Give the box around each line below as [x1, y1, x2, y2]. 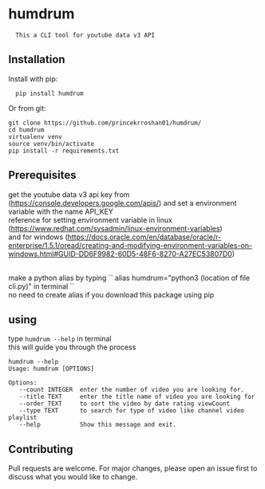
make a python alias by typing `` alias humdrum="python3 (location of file [8, 273, 251, 282]
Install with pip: [8, 73, 58, 84]
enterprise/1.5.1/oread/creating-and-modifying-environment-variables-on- [8, 240, 253, 250]
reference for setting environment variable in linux [8, 215, 173, 224]
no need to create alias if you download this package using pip [8, 290, 215, 299]
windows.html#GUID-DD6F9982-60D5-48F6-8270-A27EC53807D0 [8, 249, 233, 258]
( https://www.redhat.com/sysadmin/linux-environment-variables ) [8, 223, 223, 233]
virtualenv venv [8, 132, 62, 140]
